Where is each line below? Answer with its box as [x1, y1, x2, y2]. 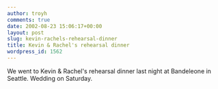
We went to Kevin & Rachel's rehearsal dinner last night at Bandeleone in [7, 66, 212, 75]
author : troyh [7, 10, 48, 17]
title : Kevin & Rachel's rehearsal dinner [7, 42, 130, 49]
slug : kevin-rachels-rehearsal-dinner [7, 36, 118, 42]
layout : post [7, 29, 44, 36]
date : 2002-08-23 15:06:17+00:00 [7, 23, 103, 29]
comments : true [7, 16, 51, 23]
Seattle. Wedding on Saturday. [7, 74, 93, 82]
